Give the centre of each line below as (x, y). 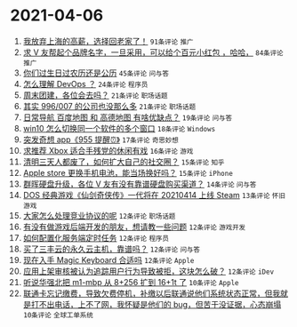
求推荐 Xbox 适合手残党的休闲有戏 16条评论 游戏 (108, 150)
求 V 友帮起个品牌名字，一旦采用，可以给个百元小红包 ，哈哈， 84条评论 (153, 52)
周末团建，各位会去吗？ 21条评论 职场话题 (95, 95)
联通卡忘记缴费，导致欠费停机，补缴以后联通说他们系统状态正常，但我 (152, 293)
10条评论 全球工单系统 (58, 315)
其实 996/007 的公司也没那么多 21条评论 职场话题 (109, 106)
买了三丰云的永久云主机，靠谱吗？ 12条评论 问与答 (112, 249)
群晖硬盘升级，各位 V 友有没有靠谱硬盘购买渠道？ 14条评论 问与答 (140, 184)
